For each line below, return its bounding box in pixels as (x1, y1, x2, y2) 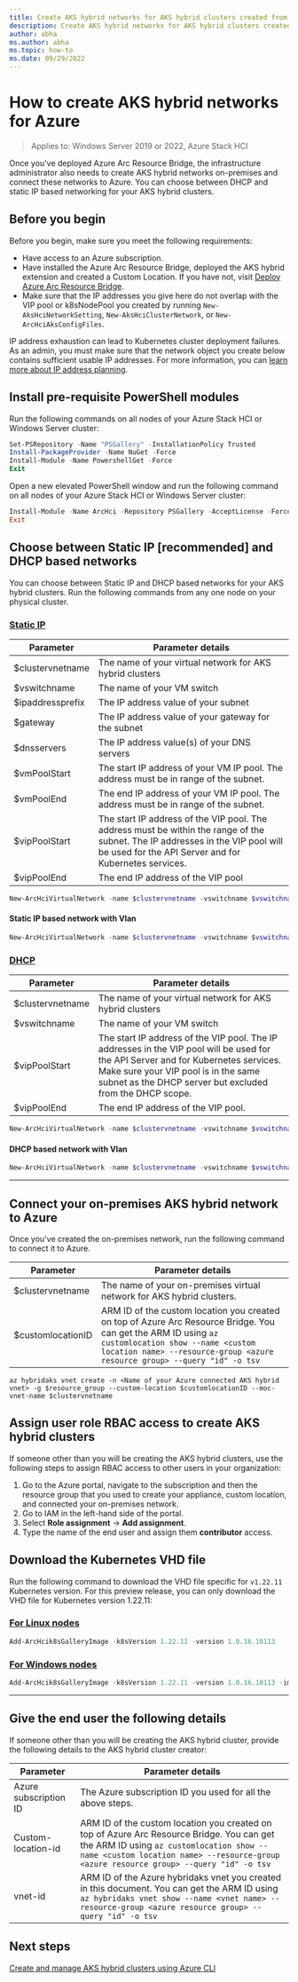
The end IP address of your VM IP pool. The (98, 787, 280, 799)
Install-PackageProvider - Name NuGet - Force (9, 448, 176, 457)
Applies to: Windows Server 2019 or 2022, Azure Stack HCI (30, 140, 248, 151)
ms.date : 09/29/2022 (9, 54, 86, 63)
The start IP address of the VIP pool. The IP (98, 1032, 278, 1044)
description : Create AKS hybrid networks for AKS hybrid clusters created (9, 21, 292, 30)
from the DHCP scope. (98, 1088, 192, 1100)
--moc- (251, 1383, 276, 1393)
